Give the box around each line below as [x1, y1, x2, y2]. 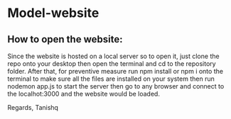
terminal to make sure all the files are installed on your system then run [7, 74, 215, 83]
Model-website [7, 5, 100, 21]
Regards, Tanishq [7, 103, 59, 111]
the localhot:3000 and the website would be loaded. [7, 90, 160, 98]
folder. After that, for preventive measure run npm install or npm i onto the [7, 67, 224, 75]
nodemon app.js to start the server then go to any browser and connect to [7, 82, 225, 90]
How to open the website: [7, 33, 123, 45]
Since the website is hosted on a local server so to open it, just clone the [7, 52, 220, 60]
